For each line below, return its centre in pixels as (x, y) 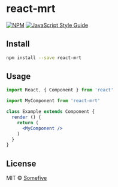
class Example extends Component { (51, 112)
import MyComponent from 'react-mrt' (53, 101)
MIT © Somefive (27, 178)
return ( (28, 122)
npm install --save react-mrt (44, 58)
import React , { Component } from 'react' (60, 90)
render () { (27, 117)
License (21, 163)
